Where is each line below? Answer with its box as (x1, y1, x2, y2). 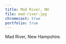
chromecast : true (5, 16, 41, 21)
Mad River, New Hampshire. (5, 34, 61, 40)
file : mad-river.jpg (5, 12, 47, 16)
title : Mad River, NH (5, 7, 49, 12)
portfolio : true (5, 20, 38, 26)
